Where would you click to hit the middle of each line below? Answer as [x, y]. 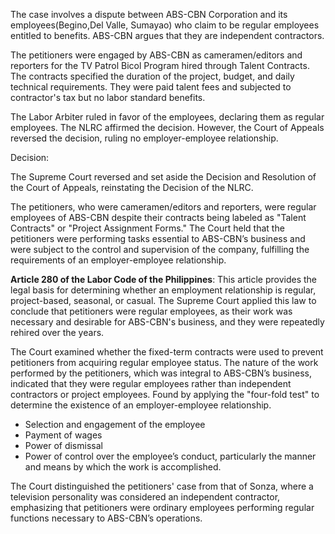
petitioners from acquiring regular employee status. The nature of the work [164, 362]
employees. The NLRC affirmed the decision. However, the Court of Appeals [167, 127]
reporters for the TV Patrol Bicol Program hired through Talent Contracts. [160, 65]
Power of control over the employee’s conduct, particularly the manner [170, 456]
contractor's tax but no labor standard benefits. [108, 97]
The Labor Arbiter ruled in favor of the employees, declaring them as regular [167, 117]
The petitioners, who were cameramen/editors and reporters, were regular [163, 207]
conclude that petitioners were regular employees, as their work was [151, 311]
